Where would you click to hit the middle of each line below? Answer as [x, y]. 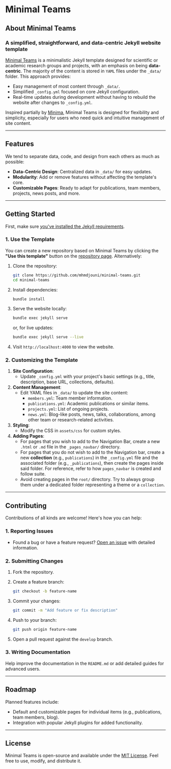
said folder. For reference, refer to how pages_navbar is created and [91, 469]
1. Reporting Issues [29, 531]
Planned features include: [32, 702]
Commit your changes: [36, 601]
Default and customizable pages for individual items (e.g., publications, [87, 711]
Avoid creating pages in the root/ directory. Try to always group [87, 480]
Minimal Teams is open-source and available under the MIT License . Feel [82, 756]
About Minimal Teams [41, 28]
